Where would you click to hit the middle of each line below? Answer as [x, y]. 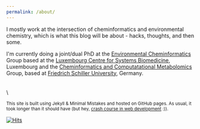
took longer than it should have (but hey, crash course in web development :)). [87, 109]
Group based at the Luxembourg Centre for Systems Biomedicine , [88, 60]
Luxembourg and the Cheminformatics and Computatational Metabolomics [99, 67]
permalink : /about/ [31, 12]
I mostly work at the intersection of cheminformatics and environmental [95, 29]
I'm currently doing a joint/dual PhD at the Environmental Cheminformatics [99, 54]
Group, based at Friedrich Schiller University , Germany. [75, 73]
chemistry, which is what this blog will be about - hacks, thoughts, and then [100, 35]
